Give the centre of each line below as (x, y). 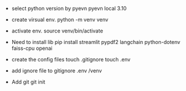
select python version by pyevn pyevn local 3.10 (69, 8)
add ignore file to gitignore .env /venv (57, 71)
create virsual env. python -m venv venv (60, 19)
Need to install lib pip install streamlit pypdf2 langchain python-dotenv (96, 42)
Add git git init (28, 82)
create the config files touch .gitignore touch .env (71, 59)
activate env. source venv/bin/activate (57, 31)
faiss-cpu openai (32, 48)
